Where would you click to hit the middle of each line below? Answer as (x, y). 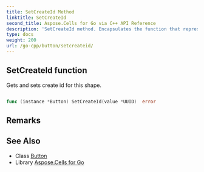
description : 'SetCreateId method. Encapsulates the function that (93, 29)
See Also (23, 141)
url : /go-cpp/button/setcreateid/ (50, 46)
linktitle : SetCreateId (36, 18)
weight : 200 (21, 40)
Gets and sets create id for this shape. (54, 85)
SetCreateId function (47, 71)
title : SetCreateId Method (40, 12)
